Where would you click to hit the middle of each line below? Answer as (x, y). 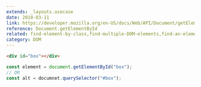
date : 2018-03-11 (28, 17)
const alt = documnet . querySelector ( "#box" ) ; (64, 78)
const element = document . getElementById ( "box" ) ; (69, 67)
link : (13, 23)
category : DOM (24, 40)
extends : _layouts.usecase (40, 12)
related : (17, 34)
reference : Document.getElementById (52, 28)
